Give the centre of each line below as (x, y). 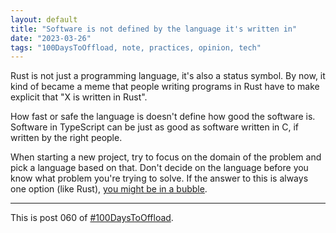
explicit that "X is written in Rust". (79, 97)
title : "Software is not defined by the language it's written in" (154, 29)
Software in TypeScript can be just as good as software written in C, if (155, 127)
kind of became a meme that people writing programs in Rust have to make (165, 87)
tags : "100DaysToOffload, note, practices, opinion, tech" (136, 47)
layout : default (44, 19)
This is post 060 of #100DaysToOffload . (92, 218)
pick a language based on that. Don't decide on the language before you (159, 168)
